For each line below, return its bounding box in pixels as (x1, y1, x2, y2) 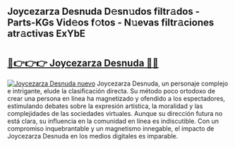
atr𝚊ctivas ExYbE (7, 28, 86, 40)
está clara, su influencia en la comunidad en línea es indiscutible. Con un (7, 117, 219, 125)
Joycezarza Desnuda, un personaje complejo (97, 79, 229, 88)
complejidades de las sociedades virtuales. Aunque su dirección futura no (7, 110, 223, 117)
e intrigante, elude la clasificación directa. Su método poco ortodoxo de (7, 87, 215, 95)
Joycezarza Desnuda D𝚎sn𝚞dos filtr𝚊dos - (7, 6, 200, 18)
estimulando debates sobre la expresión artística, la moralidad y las (7, 102, 203, 110)
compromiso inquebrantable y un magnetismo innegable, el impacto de (7, 124, 215, 133)
